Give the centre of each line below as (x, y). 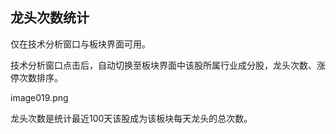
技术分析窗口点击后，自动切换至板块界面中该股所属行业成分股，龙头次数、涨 (168, 65)
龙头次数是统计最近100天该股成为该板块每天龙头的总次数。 (131, 118)
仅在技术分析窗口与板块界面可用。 (80, 44)
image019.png (39, 97)
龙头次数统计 (50, 18)
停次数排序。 (36, 77)
